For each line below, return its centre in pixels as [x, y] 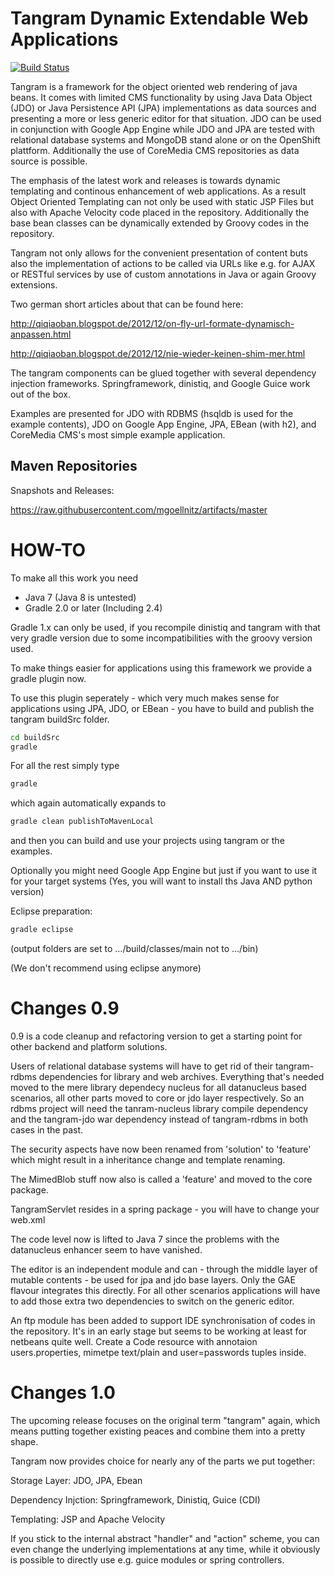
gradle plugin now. [48, 678]
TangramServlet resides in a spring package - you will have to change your [165, 1209]
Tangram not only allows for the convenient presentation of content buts [159, 253]
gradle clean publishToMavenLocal [82, 822]
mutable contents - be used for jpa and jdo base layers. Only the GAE [153, 1280]
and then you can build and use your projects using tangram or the [147, 841]
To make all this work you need [74, 578]
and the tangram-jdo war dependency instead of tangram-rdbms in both [159, 1119]
